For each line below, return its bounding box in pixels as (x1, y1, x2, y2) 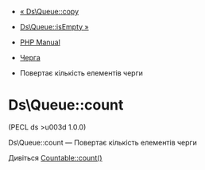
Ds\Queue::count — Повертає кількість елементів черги (8, 137, 197, 147)
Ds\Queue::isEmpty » (19, 22, 89, 31)
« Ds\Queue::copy (19, 7, 79, 16)
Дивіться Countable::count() (8, 153, 102, 162)
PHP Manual (19, 37, 61, 47)
